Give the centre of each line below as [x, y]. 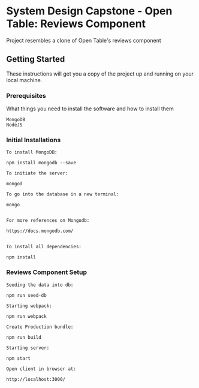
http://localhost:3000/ [36, 379]
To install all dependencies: [44, 247]
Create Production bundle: [40, 327]
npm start [19, 358]
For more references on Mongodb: [48, 221]
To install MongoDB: [32, 152]
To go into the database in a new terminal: [63, 194]
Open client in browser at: [41, 369]
